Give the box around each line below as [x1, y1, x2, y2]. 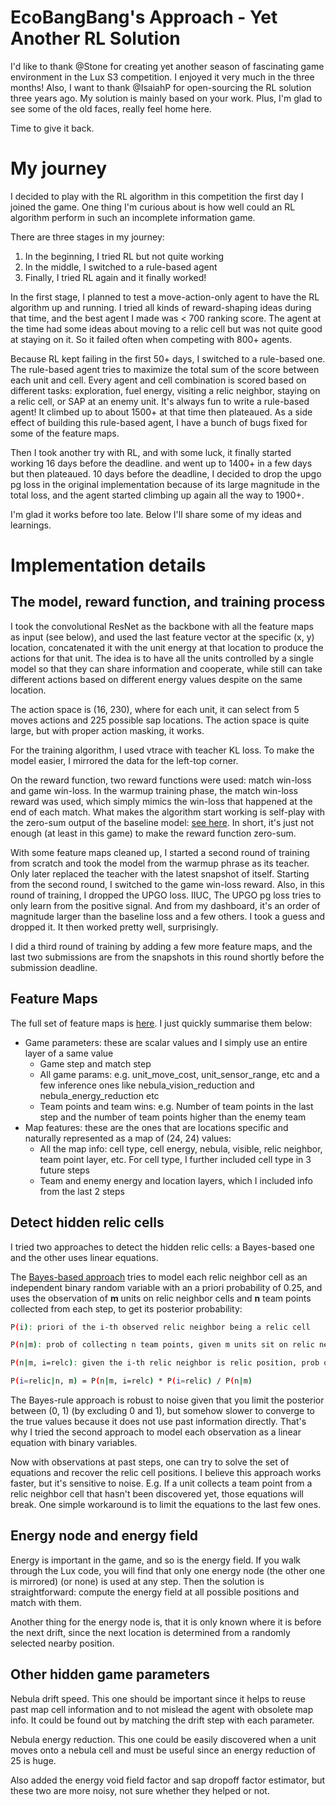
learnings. [10, 519, 52, 531]
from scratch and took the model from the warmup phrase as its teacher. [10, 857, 310, 869]
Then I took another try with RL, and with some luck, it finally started [10, 446, 292, 458]
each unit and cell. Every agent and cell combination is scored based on [10, 374, 307, 386]
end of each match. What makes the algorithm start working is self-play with [10, 806, 326, 818]
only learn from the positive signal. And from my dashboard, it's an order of [10, 899, 321, 911]
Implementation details [10, 554, 207, 577]
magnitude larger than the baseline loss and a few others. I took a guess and [10, 910, 326, 922]
